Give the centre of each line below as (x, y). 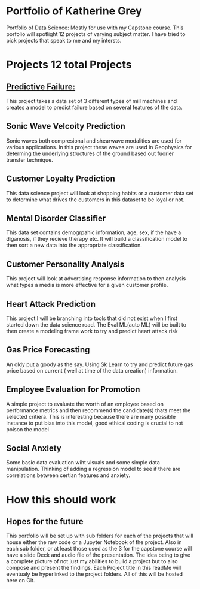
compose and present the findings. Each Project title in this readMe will (94, 568)
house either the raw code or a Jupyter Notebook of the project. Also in (94, 542)
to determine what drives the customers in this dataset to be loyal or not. (96, 200)
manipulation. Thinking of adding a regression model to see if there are (93, 469)
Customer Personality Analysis (65, 264)
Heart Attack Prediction (51, 304)
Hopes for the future (45, 522)
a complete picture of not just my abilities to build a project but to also (92, 561)
